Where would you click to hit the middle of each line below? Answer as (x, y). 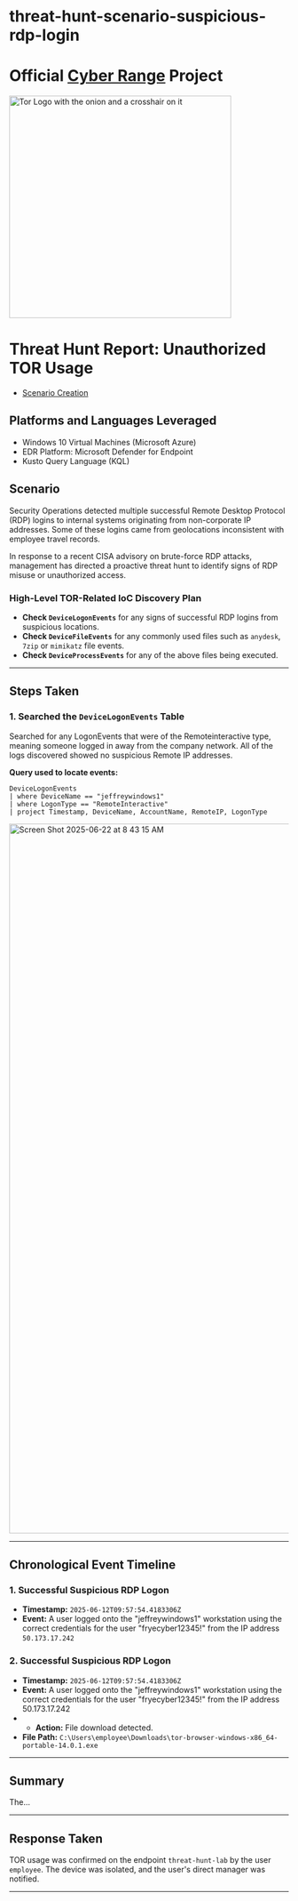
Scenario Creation (55, 393)
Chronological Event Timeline (92, 1565)
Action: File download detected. (94, 1728)
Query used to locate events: (63, 772)
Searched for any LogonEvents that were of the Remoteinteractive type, (141, 736)
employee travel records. (55, 539)
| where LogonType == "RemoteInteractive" (89, 804)
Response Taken (56, 1838)
